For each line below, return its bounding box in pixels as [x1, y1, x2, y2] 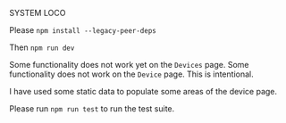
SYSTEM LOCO [9, 8, 66, 18]
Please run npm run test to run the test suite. [9, 103, 175, 114]
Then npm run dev [9, 42, 75, 53]
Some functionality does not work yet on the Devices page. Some [9, 60, 249, 70]
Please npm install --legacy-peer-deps [9, 25, 156, 35]
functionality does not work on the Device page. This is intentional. [9, 69, 254, 79]
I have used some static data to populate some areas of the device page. [9, 86, 278, 96]
